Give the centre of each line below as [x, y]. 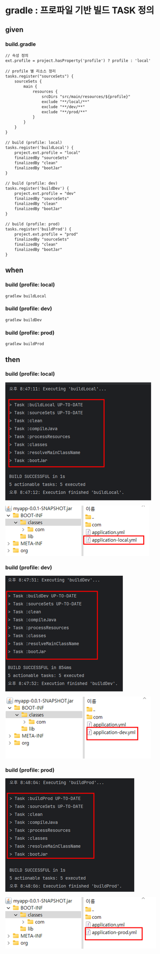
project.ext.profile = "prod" [46, 234]
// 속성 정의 [17, 56]
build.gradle [21, 44]
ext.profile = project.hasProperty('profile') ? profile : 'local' [78, 61]
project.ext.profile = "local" [47, 153]
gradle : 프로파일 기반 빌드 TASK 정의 [80, 10]
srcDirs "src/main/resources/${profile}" [86, 97]
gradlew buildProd [25, 344]
